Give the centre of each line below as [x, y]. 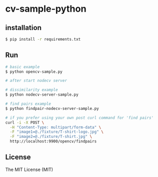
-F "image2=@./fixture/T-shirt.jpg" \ [51, 137]
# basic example [22, 67]
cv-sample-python [46, 9]
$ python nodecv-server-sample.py [42, 95]
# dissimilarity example [32, 90]
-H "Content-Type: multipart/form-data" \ [56, 127]
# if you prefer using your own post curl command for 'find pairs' [80, 117]
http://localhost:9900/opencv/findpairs [53, 141]
